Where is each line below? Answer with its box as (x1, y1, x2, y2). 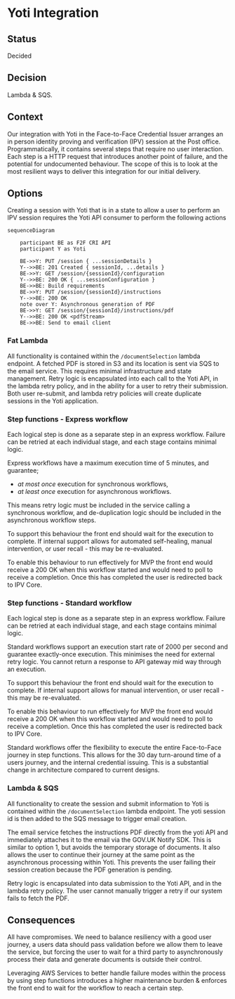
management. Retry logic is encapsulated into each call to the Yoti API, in (7, 374, 219, 383)
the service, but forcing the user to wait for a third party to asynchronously (7, 948, 223, 956)
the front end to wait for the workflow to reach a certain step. (7, 984, 184, 993)
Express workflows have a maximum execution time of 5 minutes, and (7, 459, 209, 467)
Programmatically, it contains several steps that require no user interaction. (7, 144, 224, 153)
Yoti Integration (7, 5, 100, 21)
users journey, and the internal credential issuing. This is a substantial (7, 758, 209, 767)
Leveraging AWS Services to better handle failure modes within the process (7, 969, 226, 977)
